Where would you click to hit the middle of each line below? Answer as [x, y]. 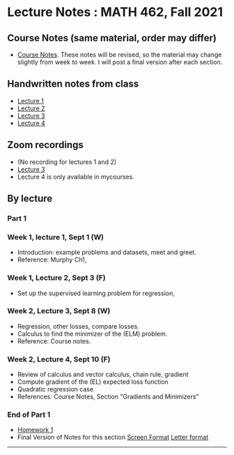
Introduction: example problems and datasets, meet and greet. [107, 253]
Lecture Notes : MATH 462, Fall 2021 [115, 12]
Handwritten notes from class [73, 84]
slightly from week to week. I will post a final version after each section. [120, 62]
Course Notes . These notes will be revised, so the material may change [119, 54]
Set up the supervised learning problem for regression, [96, 293]
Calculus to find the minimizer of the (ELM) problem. [92, 334]
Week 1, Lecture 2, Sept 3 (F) [56, 278]
